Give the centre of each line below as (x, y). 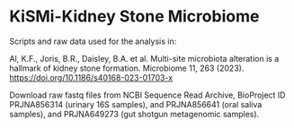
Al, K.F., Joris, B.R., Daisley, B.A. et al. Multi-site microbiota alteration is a (144, 58)
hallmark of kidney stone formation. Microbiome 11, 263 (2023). (127, 68)
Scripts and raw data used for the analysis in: (93, 41)
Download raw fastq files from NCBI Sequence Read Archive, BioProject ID (147, 95)
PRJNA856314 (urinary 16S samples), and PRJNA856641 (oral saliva (136, 104)
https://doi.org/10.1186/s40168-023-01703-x (91, 77)
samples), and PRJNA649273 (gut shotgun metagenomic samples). (134, 114)
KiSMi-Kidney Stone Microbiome (134, 17)
